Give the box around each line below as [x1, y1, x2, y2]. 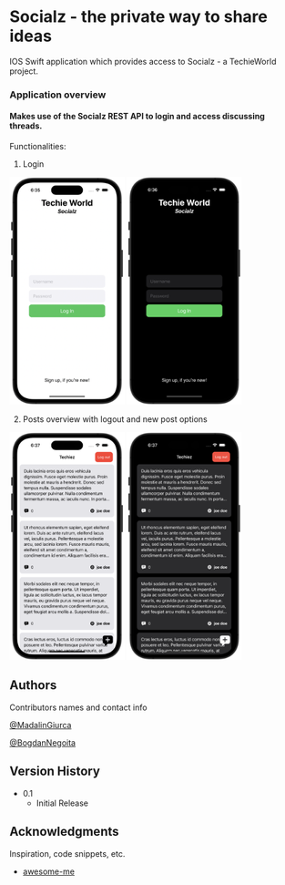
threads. [9, 120, 43, 131]
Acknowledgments [9, 824, 120, 839]
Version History [9, 764, 100, 779]
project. [9, 66, 39, 77]
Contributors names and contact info [9, 702, 148, 713]
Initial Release [36, 798, 89, 808]
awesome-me [22, 866, 76, 877]
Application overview [9, 88, 107, 101]
